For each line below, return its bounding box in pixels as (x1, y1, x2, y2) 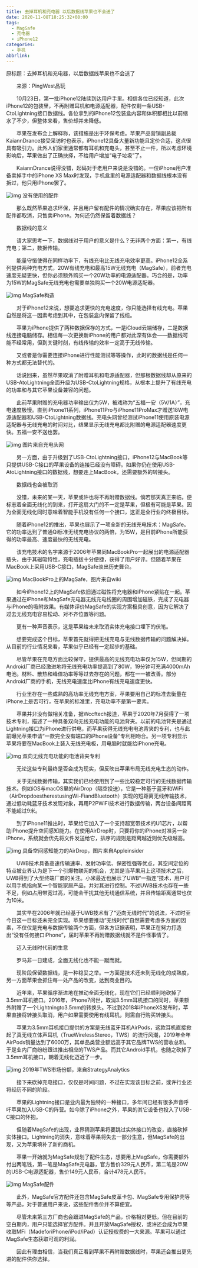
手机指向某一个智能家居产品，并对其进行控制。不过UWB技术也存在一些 (16, 882, 189, 889)
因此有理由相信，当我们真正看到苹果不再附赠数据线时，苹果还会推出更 (16, 1248, 187, 1255)
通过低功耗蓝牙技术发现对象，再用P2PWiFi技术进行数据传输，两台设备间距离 (6, 799, 192, 806)
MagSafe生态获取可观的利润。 (6, 1235, 80, 1243)
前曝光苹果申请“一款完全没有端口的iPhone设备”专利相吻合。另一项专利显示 (6, 732, 187, 740)
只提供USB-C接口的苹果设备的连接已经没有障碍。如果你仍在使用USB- (6, 461, 176, 468)
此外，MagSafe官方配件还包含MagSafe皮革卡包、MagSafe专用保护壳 (16, 1193, 185, 1200)
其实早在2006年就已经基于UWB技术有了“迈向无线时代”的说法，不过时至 (16, 909, 191, 916)
